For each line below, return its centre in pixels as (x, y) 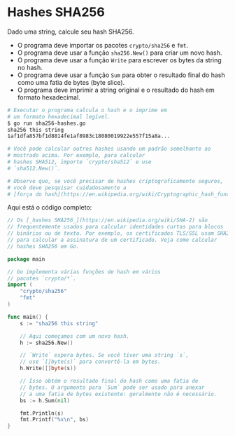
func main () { (28, 317)
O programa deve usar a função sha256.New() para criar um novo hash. (120, 53)
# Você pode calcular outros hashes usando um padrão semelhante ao (109, 149)
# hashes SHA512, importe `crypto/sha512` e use (79, 162)
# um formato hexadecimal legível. (59, 116)
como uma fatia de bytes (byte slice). (71, 82)
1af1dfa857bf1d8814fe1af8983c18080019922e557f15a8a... (89, 136)
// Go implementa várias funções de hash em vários (84, 272)
